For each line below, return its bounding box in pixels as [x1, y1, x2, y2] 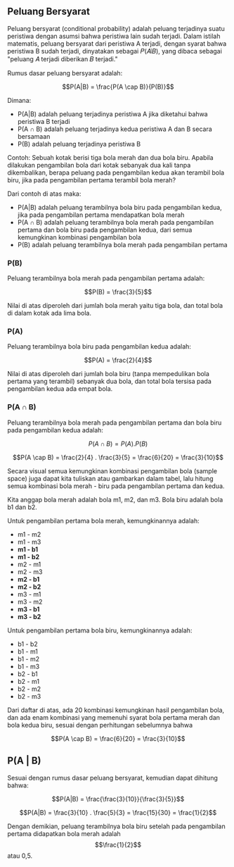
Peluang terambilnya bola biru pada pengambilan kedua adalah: [7, 342, 192, 351]
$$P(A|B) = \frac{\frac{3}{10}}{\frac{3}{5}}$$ [51, 794, 185, 803]
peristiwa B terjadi [17, 117, 70, 125]
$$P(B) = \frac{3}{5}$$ [84, 288, 152, 297]
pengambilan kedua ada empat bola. [7, 385, 113, 393]
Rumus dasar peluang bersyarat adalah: [7, 68, 123, 77]
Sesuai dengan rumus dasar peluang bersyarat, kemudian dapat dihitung [7, 773, 218, 782]
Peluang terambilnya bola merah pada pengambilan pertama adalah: [7, 274, 205, 282]
